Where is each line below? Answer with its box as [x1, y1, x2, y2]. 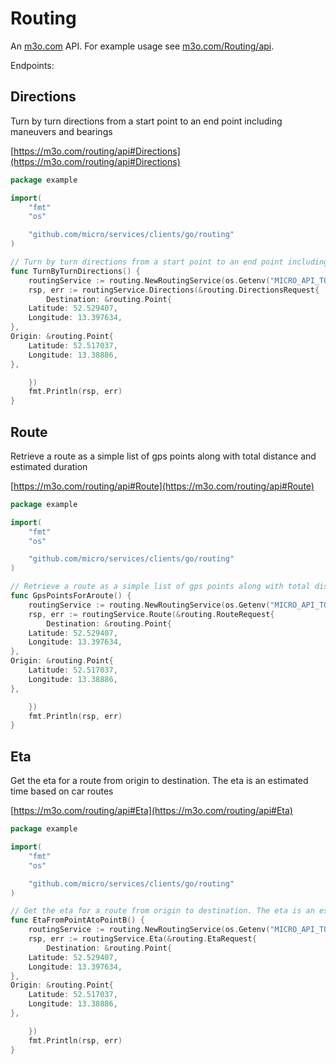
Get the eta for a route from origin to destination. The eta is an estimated [10, 775, 309, 787]
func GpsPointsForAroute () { [10, 591, 132, 601]
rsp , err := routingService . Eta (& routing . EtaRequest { [28, 934, 257, 944]
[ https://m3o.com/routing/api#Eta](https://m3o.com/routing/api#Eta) [10, 805, 293, 817]
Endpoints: [10, 59, 55, 71]
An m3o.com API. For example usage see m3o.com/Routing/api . [10, 40, 275, 52]
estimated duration [10, 460, 88, 472]
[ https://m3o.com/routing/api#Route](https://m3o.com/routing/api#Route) [10, 480, 315, 492]
